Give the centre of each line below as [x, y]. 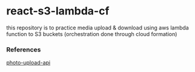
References [24, 49]
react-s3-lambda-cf [58, 11]
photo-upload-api [28, 63]
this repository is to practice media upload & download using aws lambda [97, 28]
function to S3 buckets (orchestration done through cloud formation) [92, 34]
